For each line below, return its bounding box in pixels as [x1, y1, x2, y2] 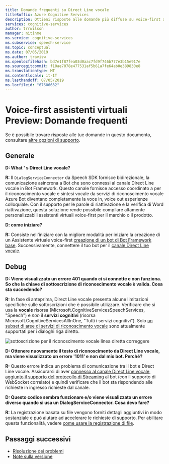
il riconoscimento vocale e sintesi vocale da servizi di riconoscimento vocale [5, 191, 164, 197]
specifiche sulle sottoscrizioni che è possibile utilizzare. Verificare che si [5, 302, 155, 308]
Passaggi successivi [5, 435, 71, 443]
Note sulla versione [12, 453, 53, 459]
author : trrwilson [5, 26, 44, 31]
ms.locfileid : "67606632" [5, 82, 59, 87]
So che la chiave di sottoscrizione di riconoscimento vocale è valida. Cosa [5, 281, 163, 287]
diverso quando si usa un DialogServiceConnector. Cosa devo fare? [5, 399, 149, 406]
